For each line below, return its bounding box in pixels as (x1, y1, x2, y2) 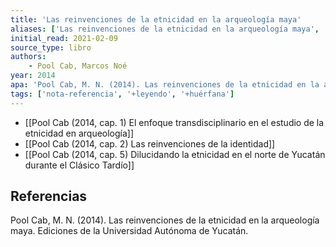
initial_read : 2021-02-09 (10, 33, 118, 43)
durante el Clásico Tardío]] (24, 159, 135, 171)
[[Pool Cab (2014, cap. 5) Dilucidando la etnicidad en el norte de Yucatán (24, 148, 326, 160)
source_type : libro (10, 42, 92, 53)
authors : (10, 52, 47, 62)
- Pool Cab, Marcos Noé (28, 61, 128, 71)
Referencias (10, 188, 88, 205)
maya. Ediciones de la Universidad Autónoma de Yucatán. (10, 225, 249, 237)
